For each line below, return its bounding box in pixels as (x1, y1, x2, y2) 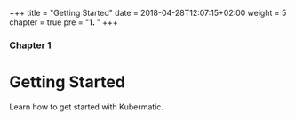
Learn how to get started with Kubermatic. (9, 101, 164, 112)
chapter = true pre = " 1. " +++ (9, 17, 118, 28)
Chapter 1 (9, 39, 52, 52)
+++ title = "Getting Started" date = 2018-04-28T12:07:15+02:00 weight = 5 (9, 8, 287, 18)
